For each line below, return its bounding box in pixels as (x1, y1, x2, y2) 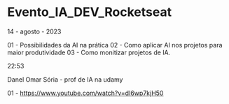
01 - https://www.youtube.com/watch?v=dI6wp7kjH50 (7, 89, 164, 97)
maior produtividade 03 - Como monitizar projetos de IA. (7, 48, 171, 57)
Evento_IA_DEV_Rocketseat (7, 4, 172, 20)
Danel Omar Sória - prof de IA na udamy (7, 75, 123, 84)
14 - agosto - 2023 (7, 27, 62, 36)
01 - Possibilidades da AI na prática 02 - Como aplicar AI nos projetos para (7, 40, 223, 49)
